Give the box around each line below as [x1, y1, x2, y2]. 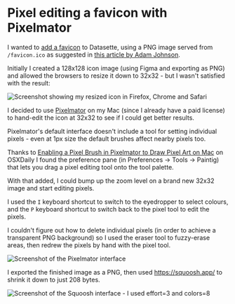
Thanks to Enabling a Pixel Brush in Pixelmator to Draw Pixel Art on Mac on [7, 148, 224, 156]
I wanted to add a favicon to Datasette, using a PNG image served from [7, 43, 213, 51]
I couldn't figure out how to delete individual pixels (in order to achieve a [7, 226, 216, 234]
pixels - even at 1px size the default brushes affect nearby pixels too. [7, 134, 206, 143]
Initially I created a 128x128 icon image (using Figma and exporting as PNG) [7, 64, 226, 72]
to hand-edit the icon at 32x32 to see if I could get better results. [7, 113, 195, 122]
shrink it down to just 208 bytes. [7, 275, 100, 284]
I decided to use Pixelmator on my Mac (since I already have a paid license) [7, 106, 226, 114]
